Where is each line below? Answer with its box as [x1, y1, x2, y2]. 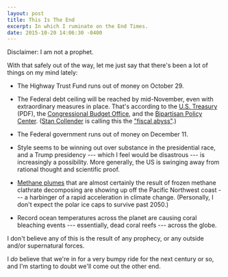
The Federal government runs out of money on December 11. [16, 130, 188, 138]
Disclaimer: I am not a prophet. [7, 48, 94, 56]
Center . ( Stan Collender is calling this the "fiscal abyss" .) [16, 117, 177, 125]
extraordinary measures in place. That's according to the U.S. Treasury [16, 102, 218, 110]
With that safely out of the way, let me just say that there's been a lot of [7, 61, 209, 69]
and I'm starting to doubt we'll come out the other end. [7, 262, 161, 271]
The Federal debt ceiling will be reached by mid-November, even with [16, 95, 214, 104]
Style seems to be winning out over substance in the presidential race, [16, 143, 216, 152]
